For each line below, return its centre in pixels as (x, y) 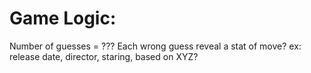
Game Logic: (63, 18)
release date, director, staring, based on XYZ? (104, 56)
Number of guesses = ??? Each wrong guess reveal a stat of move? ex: (155, 46)
